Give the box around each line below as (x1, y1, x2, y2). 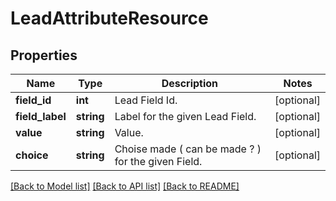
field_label (15, 110, 67, 123)
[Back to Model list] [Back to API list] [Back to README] (10, 180, 240, 192)
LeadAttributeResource (10, 7, 209, 30)
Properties (10, 47, 78, 64)
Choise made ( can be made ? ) (114, 142, 262, 156)
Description (161, 77, 219, 90)
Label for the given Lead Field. (114, 110, 257, 123)
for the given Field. (114, 155, 203, 168)
